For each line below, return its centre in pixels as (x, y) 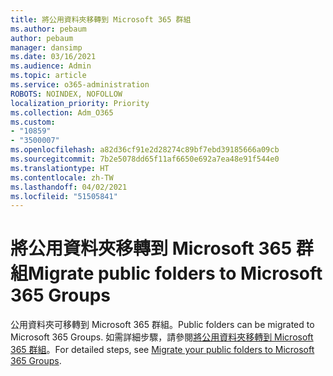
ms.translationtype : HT (60, 168)
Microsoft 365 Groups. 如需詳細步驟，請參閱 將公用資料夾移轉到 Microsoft (162, 337)
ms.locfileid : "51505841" (64, 196)
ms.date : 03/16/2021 (53, 57)
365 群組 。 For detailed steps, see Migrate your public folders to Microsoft (162, 350)
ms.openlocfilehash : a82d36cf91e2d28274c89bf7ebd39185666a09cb (145, 150)
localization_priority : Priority (80, 103)
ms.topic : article (48, 76)
